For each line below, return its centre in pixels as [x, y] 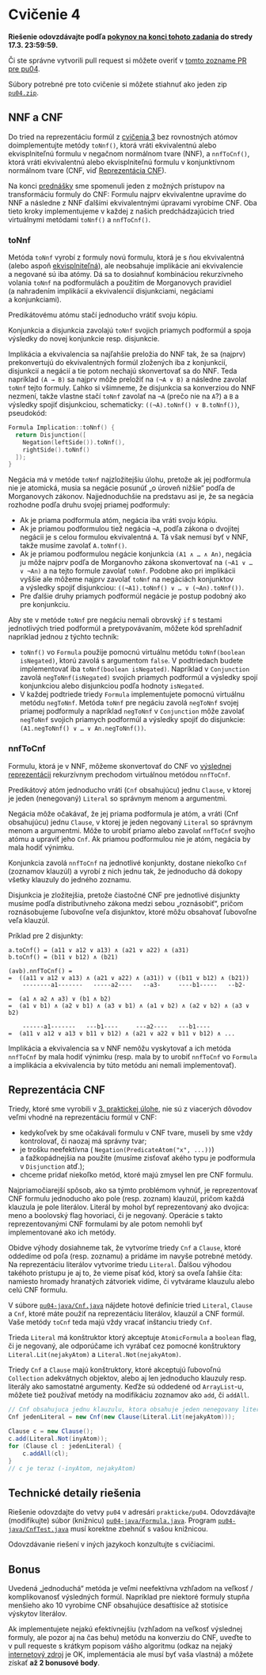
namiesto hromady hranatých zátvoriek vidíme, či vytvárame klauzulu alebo [131, 1281]
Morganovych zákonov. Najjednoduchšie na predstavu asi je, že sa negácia [131, 497]
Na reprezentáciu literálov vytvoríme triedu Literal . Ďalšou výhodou [120, 1265]
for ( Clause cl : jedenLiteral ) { [65, 1446]
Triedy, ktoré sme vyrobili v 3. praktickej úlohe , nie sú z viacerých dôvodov [130, 1109]
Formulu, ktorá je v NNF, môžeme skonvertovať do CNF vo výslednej [120, 766]
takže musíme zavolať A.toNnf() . [73, 546]
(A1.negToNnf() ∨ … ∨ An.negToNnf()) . [83, 728]
